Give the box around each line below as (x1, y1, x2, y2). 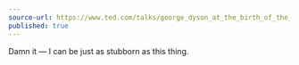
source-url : (8, 12, 53, 22)
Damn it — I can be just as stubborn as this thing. (8, 45, 189, 56)
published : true (8, 21, 69, 30)
